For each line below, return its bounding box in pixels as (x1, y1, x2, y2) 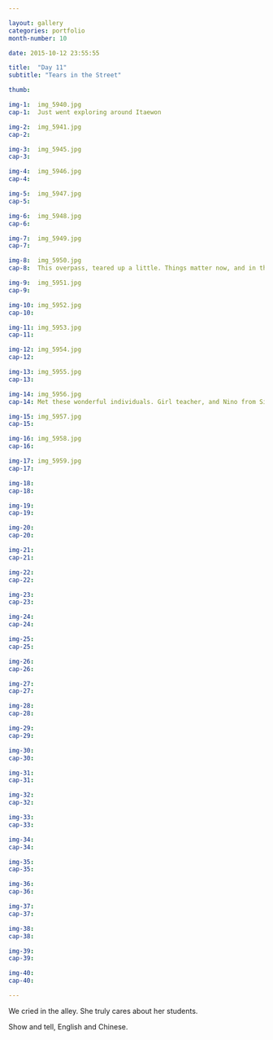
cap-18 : (8, 486, 35, 495)
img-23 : (8, 590, 35, 599)
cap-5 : (8, 197, 31, 205)
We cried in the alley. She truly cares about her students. (8, 1006, 198, 1016)
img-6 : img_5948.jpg (8, 212, 82, 220)
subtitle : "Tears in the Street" (8, 71, 122, 80)
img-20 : (8, 524, 35, 532)
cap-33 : (8, 820, 35, 829)
